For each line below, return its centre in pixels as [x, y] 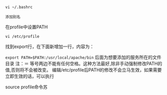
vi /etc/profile [22, 36]
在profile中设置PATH [27, 27]
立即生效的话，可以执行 [30, 76]
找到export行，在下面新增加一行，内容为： [50, 46]
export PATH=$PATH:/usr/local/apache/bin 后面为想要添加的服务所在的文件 [83, 57]
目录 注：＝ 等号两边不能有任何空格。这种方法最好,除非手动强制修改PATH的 [84, 63]
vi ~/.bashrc [19, 7]
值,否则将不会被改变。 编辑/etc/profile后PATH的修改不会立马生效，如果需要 [83, 70]
